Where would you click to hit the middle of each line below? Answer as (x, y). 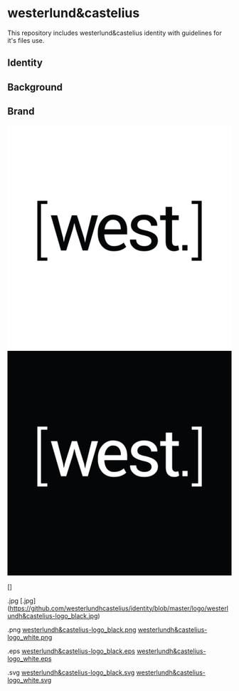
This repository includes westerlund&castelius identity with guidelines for (115, 33)
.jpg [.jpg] (22, 600)
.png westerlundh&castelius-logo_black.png (72, 630)
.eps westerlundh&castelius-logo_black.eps (71, 651)
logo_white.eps (30, 658)
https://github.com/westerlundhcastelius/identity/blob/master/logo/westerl (119, 608)
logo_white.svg (30, 680)
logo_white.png (30, 637)
